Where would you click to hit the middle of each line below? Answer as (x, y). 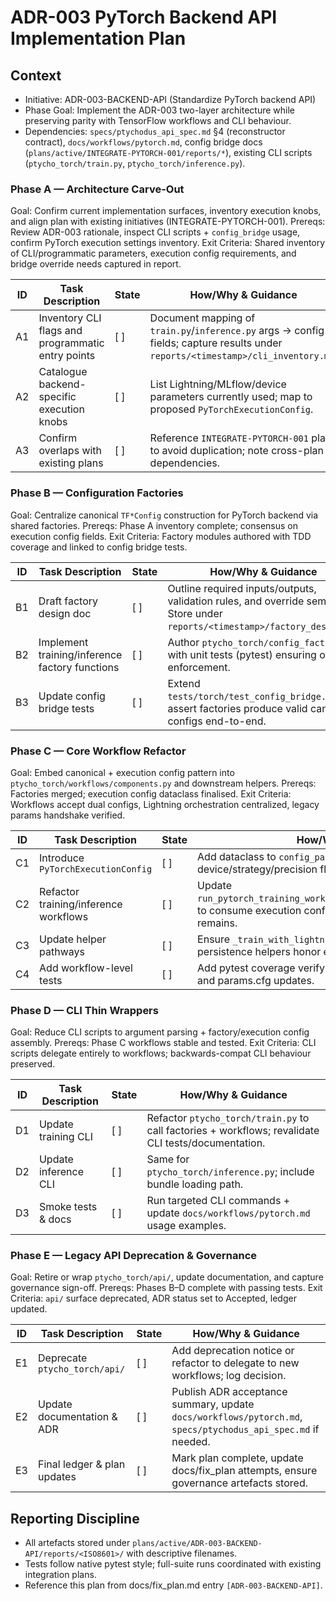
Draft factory (68, 601)
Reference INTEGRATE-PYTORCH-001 (229, 438)
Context (36, 75)
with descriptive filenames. (182, 1553)
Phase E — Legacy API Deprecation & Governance (134, 1256)
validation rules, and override (236, 601)
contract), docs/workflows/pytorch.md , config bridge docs (143, 142)
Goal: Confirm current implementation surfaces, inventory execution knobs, (166, 211)
